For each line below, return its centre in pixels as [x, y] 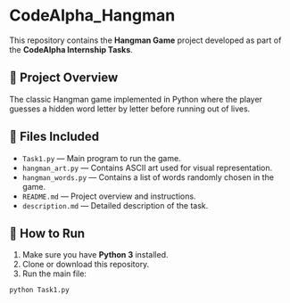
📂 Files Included [54, 137]
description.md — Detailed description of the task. [115, 205]
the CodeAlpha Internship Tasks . [71, 49]
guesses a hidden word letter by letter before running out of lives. [130, 109]
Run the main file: [54, 274]
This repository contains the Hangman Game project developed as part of [145, 40]
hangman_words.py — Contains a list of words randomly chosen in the [148, 177]
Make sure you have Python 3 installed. [95, 255]
